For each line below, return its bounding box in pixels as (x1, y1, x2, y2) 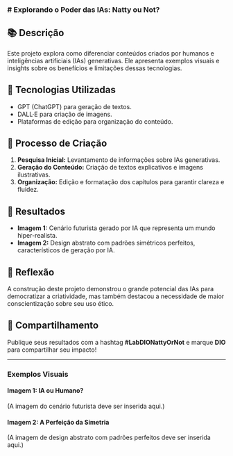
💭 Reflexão (7, 266, 55, 278)
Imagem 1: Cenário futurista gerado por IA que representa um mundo (17, 224, 216, 232)
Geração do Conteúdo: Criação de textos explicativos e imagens (17, 163, 203, 172)
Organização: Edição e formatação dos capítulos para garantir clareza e (17, 178, 225, 186)
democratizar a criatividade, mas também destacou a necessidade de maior (7, 292, 225, 300)
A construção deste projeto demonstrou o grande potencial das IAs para (7, 284, 214, 293)
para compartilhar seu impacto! (7, 345, 97, 354)
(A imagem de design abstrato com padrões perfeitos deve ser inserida (7, 433, 212, 442)
